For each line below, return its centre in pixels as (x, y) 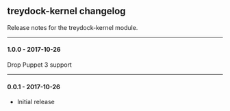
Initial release (36, 102)
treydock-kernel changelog (66, 11)
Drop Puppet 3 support (39, 65)
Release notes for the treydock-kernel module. (73, 27)
